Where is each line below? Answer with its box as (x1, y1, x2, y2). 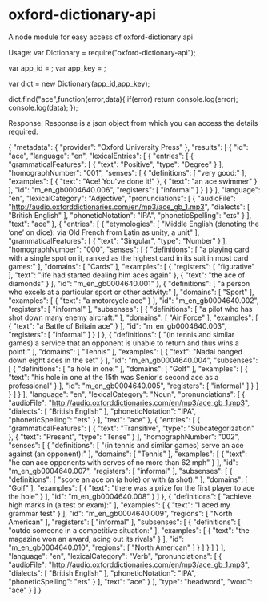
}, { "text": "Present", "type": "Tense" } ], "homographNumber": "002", (8, 431, 240, 442)
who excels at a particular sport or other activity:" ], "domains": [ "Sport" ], (8, 287, 254, 297)
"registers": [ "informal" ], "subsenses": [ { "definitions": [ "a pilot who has (8, 304, 253, 313)
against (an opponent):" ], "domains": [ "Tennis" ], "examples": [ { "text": (8, 449, 248, 459)
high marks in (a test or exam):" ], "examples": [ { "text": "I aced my (8, 499, 230, 510)
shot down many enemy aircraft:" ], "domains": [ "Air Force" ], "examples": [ (8, 313, 258, 322)
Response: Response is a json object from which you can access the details (8, 118, 258, 127)
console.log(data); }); (8, 103, 78, 112)
